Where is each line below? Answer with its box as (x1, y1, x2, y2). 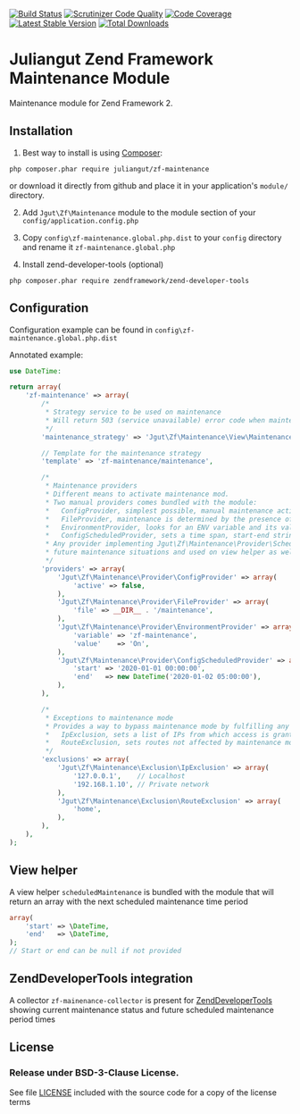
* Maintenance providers (45, 482, 138, 490)
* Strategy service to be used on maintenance (45, 407, 221, 417)
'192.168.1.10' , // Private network (72, 780, 210, 789)
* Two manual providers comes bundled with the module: (45, 498, 257, 507)
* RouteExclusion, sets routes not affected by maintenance (45, 738, 281, 748)
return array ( (9, 382, 62, 392)
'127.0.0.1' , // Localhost (72, 771, 186, 781)
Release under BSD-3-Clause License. (9, 1067, 179, 1079)
